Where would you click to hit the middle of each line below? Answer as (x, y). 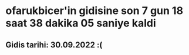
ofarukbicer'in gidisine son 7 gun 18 (94, 11)
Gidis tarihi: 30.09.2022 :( (54, 45)
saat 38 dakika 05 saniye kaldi (81, 23)
